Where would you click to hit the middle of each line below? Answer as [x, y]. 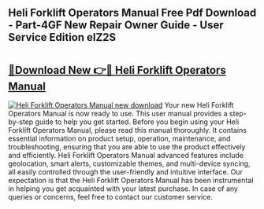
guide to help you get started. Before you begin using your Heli [137, 122]
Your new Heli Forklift [199, 105]
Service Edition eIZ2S [62, 37]
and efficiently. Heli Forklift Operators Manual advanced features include [126, 155]
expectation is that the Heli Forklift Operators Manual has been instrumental [131, 180]
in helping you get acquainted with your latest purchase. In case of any [123, 189]
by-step [21, 122]
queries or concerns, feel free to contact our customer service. [110, 197]
